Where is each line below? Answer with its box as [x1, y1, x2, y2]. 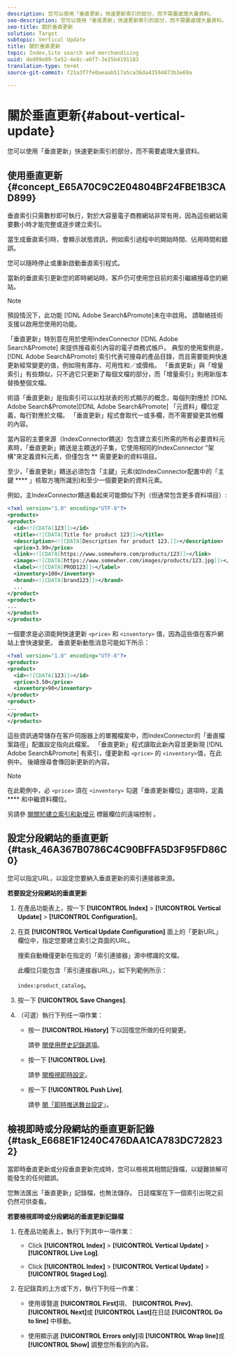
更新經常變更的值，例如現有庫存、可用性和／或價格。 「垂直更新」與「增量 [7, 361, 224, 369]
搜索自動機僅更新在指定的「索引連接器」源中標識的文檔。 [17, 951, 183, 960]
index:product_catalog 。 [17, 981, 90, 990]
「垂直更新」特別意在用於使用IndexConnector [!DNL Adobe [7, 335, 178, 343]
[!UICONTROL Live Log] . [27, 1249, 100, 1257]
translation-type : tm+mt [7, 62, 80, 70]
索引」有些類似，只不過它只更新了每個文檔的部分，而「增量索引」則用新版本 [7, 370, 228, 378]
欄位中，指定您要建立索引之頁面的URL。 [17, 937, 134, 945]
